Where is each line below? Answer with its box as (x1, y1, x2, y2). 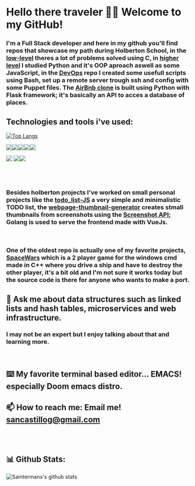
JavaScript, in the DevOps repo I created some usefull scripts (6, 69, 187, 77)
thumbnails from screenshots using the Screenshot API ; (6, 210, 171, 219)
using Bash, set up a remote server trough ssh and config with (6, 76, 189, 85)
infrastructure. (6, 312, 62, 322)
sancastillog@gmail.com (6, 414, 101, 424)
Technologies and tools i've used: (6, 117, 133, 127)
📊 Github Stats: (6, 455, 66, 465)
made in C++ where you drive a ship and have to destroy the (6, 261, 183, 269)
